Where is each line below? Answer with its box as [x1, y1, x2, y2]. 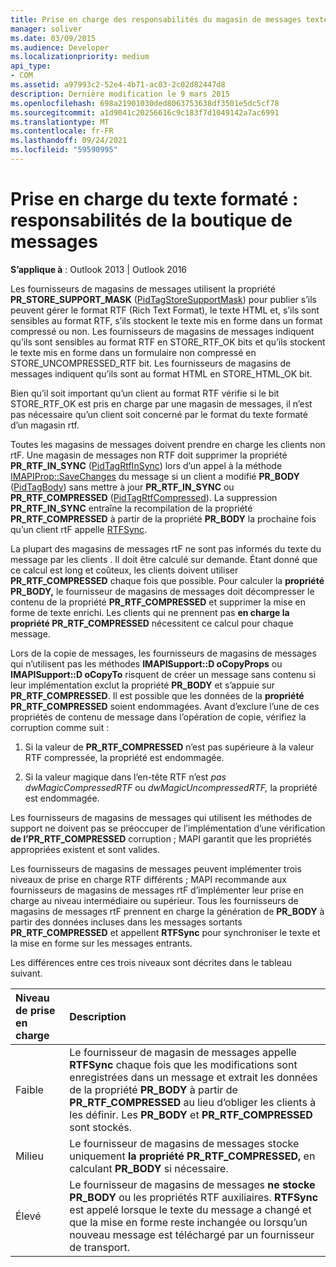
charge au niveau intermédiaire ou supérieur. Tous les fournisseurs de [10, 894, 299, 906]
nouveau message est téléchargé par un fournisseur [69, 1227, 315, 1241]
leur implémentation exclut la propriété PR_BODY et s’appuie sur [10, 679, 276, 691]
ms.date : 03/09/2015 [10, 33, 97, 43]
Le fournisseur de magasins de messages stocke [69, 1136, 300, 1150]
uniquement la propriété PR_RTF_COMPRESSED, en [69, 1149, 316, 1163]
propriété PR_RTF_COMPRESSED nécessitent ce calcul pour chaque [10, 617, 294, 629]
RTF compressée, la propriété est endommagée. [24, 751, 225, 763]
